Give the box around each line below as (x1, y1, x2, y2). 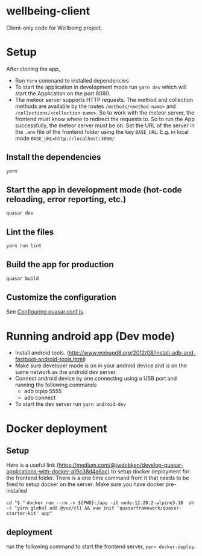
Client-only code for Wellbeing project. (6, 24, 103, 31)
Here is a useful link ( (6, 461, 59, 469)
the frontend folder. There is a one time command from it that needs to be (6, 475, 189, 482)
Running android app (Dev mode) (6, 329, 175, 343)
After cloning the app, (6, 65, 60, 72)
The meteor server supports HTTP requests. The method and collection (14, 96, 194, 103)
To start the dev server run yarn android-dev (14, 400, 127, 408)
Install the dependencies (6, 152, 101, 162)
